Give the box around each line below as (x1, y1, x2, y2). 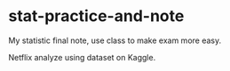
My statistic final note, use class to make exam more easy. (8, 35, 222, 46)
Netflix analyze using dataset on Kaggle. (8, 52, 156, 62)
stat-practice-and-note (8, 6, 185, 26)
